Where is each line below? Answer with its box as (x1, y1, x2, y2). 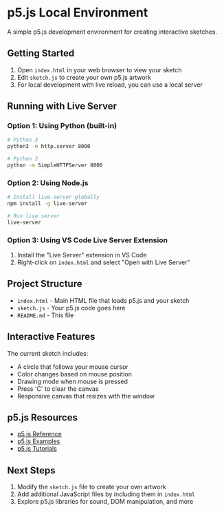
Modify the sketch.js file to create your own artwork (16, 483, 166, 491)
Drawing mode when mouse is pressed (16, 377, 128, 385)
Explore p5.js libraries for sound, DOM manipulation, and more (16, 498, 194, 506)
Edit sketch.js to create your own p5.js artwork (16, 73, 152, 81)
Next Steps (7, 465, 56, 476)
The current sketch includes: (7, 349, 89, 357)
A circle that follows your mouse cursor (16, 363, 128, 371)
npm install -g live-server (7, 200, 88, 207)
